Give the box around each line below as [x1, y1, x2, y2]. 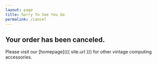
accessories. [5, 54, 32, 60]
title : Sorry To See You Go [5, 12, 65, 17]
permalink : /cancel [5, 17, 47, 22]
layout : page [5, 7, 33, 13]
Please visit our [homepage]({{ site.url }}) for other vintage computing [5, 49, 152, 55]
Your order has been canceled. [5, 35, 106, 44]
